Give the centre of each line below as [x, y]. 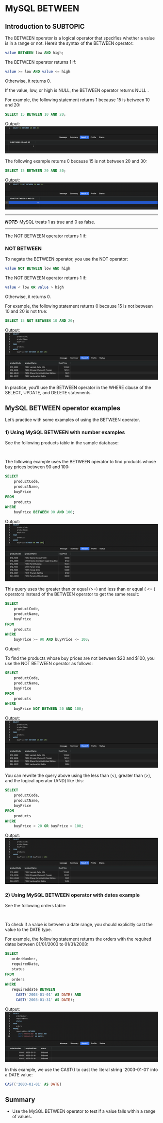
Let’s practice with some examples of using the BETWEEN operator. [73, 420]
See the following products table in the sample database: [62, 443]
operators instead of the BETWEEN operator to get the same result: [72, 594]
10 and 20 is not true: [26, 311]
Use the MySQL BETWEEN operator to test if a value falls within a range [84, 1111]
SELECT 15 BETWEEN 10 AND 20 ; [36, 114]
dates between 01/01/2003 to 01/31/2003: [47, 944]
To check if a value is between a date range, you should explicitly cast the [79, 925]
